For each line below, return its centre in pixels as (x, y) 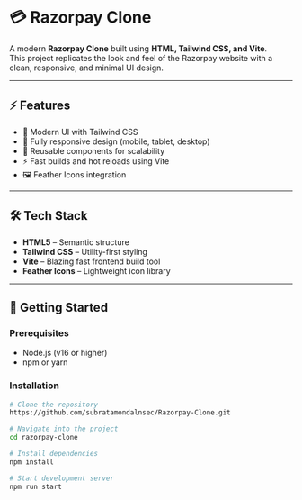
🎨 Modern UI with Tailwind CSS (80, 132)
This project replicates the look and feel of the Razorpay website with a (141, 58)
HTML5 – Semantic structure (76, 242)
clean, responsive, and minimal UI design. (87, 68)
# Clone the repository (54, 405)
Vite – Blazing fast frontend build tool (91, 261)
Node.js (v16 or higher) (65, 353)
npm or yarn (45, 362)
